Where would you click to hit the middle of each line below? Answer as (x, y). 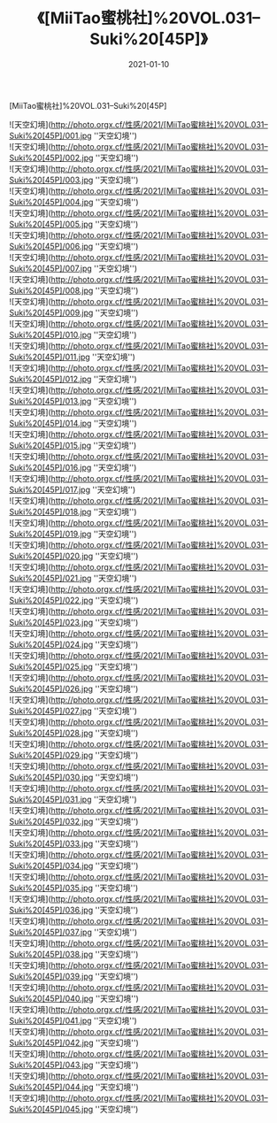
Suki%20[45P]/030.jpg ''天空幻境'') (74, 777)
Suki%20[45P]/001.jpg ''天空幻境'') (73, 135)
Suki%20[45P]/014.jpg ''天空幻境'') (73, 423)
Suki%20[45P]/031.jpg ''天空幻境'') (73, 799)
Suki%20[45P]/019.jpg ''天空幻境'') (73, 534)
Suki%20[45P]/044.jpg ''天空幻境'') (74, 1087)
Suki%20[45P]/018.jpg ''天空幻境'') (73, 512)
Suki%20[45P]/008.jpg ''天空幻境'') (74, 290)
